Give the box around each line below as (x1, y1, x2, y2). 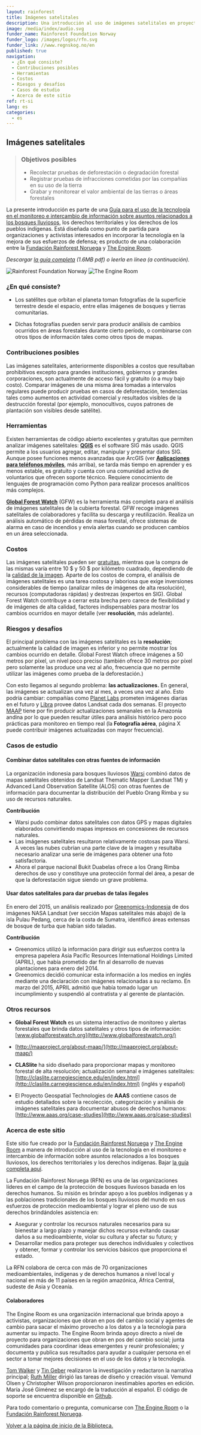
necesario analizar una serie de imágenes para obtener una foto (14, 851, 173, 858)
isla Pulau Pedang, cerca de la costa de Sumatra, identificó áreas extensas (6, 915, 190, 923)
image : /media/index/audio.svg (6, 25, 84, 32)
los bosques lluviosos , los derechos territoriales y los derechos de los (6, 219, 178, 226)
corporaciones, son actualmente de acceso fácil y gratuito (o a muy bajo (6, 375, 185, 382)
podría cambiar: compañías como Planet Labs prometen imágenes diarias (6, 694, 188, 702)
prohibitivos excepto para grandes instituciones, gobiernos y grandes (6, 368, 178, 375)
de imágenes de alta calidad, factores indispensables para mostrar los (6, 603, 179, 610)
